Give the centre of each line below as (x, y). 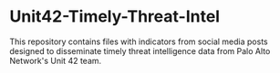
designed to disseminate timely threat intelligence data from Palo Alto (140, 50)
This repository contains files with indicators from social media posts (139, 41)
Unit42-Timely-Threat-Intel (115, 17)
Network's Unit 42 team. (56, 60)
